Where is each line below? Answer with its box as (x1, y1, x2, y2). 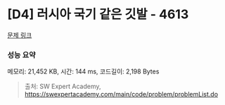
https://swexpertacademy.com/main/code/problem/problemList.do (24, 90, 219, 99)
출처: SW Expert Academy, (24, 82, 101, 91)
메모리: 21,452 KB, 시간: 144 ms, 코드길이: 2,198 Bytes (7, 67, 160, 76)
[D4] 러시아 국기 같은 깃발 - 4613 (7, 6, 189, 22)
